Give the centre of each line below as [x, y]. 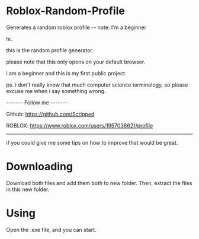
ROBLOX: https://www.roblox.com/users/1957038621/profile [80, 125]
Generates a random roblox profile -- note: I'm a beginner [76, 27]
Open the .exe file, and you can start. [51, 230]
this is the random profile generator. [50, 50]
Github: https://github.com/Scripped [50, 114]
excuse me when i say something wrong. [56, 91]
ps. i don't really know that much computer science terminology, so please [97, 85]
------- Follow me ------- [37, 103]
